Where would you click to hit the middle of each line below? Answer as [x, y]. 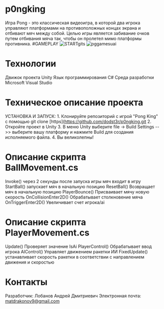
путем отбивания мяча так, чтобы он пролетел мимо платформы [73, 39]
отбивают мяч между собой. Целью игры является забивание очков [77, 33]
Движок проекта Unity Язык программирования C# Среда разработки [80, 77]
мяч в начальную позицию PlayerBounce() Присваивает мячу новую [77, 192]
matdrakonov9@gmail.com [33, 301]
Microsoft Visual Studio [29, 82]
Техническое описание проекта [74, 103]
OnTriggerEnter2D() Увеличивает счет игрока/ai [55, 202]
